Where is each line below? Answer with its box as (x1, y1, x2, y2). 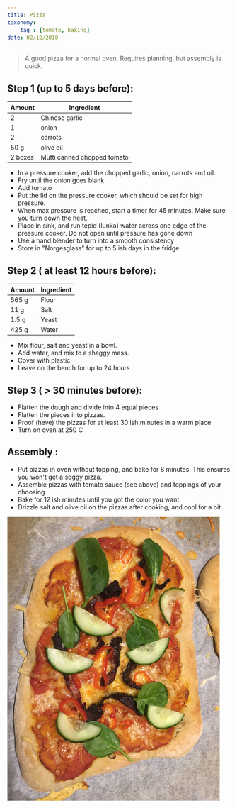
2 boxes (10, 153, 34, 161)
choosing (17, 487, 45, 496)
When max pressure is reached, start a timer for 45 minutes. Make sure (17, 206, 226, 215)
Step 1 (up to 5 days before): (7, 82, 134, 94)
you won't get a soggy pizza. (17, 472, 103, 481)
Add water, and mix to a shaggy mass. (17, 348, 129, 358)
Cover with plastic (17, 356, 71, 365)
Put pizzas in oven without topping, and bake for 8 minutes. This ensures (17, 465, 231, 473)
